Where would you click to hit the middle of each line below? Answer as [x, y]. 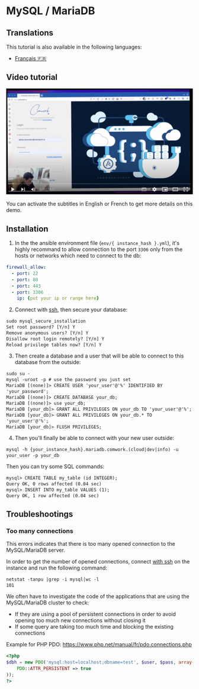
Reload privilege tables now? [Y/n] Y [54, 345]
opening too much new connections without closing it [80, 620]
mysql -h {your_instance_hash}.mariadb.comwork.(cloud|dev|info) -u [92, 450]
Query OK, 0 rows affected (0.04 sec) [54, 484]
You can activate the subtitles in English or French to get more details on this [99, 204]
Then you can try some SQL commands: [55, 466]
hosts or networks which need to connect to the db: [78, 256]
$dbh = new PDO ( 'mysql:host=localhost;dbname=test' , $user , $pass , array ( [100, 662]
